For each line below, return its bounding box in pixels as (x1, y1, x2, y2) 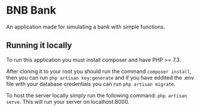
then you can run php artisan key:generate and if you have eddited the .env (6, 74, 195, 81)
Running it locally (6, 40, 72, 50)
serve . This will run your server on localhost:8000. (6, 98, 130, 105)
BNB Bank (6, 4, 57, 17)
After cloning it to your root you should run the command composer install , (6, 68, 192, 75)
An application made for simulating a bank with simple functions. (6, 23, 165, 30)
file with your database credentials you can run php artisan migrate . (6, 80, 176, 87)
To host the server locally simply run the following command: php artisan (6, 91, 187, 99)
